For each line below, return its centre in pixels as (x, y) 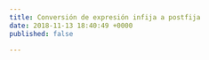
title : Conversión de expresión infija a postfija (105, 17)
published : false (41, 34)
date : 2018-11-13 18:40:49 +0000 (71, 26)
